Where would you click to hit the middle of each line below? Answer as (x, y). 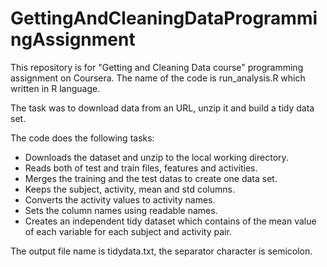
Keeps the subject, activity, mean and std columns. (129, 189)
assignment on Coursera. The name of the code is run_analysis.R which (158, 78)
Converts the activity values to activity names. (120, 199)
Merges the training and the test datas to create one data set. (151, 178)
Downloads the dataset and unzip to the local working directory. (156, 157)
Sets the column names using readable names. (121, 210)
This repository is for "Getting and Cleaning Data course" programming (157, 67)
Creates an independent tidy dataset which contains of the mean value (170, 221)
